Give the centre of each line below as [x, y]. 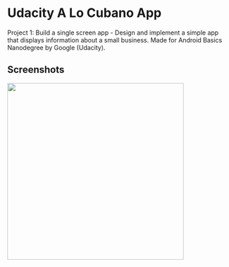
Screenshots [36, 70]
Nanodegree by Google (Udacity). [56, 47]
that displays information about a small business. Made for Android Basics [115, 40]
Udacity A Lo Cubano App [85, 13]
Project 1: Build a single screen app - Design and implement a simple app [113, 32]
